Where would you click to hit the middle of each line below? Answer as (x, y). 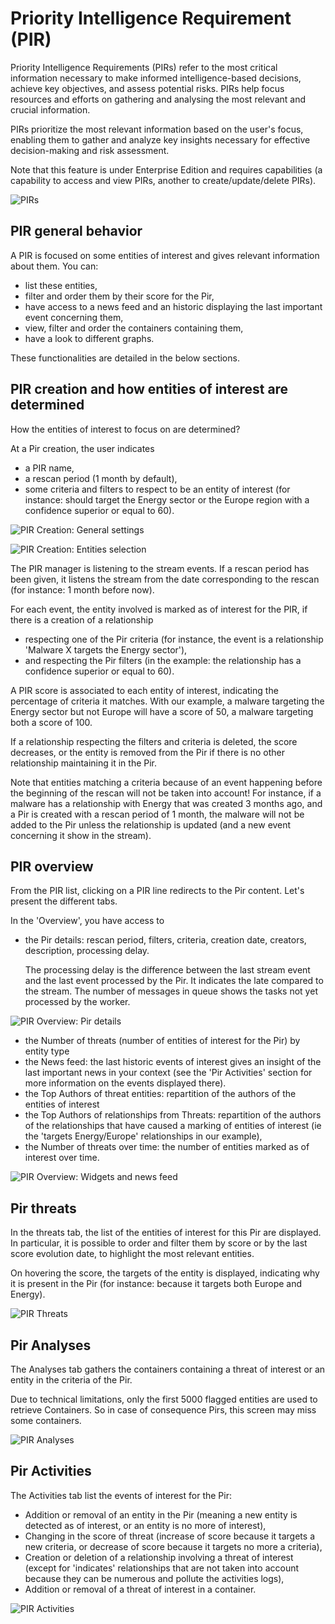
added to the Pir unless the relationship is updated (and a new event (151, 824)
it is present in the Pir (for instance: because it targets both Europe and (156, 1284)
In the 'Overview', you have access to (87, 921)
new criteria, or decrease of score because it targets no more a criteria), (173, 1546)
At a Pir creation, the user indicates (82, 448)
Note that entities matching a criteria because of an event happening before (166, 782)
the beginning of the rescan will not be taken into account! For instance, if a (166, 793)
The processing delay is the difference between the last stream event (167, 970)
